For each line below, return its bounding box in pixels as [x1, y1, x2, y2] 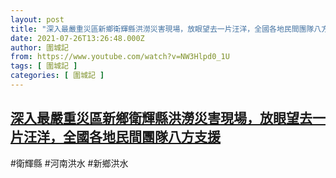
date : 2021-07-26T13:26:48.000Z [10, 33, 145, 43]
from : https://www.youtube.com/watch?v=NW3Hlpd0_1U [10, 52, 230, 62]
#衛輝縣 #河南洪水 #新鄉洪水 [10, 157, 129, 169]
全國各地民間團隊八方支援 [62, 129, 221, 146]
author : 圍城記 [10, 42, 69, 53]
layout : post [10, 14, 65, 25]
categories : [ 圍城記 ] [10, 71, 105, 81]
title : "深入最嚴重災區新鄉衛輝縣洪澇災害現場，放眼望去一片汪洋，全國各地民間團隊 [10, 24, 315, 34]
